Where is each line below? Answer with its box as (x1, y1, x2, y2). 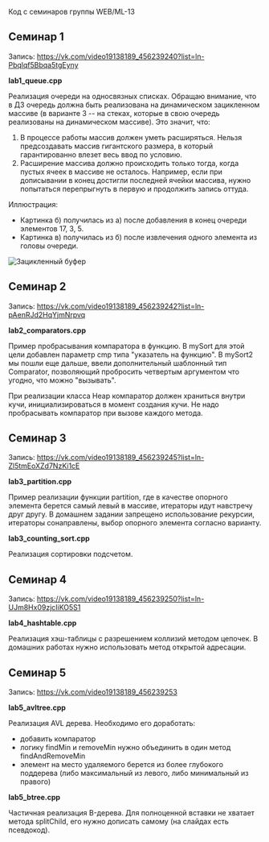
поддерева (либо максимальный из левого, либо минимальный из (19, 769, 249, 778)
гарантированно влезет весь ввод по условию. (19, 149, 182, 160)
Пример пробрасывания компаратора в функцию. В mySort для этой (8, 341, 245, 350)
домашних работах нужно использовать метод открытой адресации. (8, 642, 247, 652)
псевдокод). (8, 825, 51, 835)
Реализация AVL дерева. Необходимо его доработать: (8, 719, 196, 728)
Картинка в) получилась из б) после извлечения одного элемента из (19, 232, 258, 242)
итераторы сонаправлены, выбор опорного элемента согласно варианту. (8, 518, 262, 528)
